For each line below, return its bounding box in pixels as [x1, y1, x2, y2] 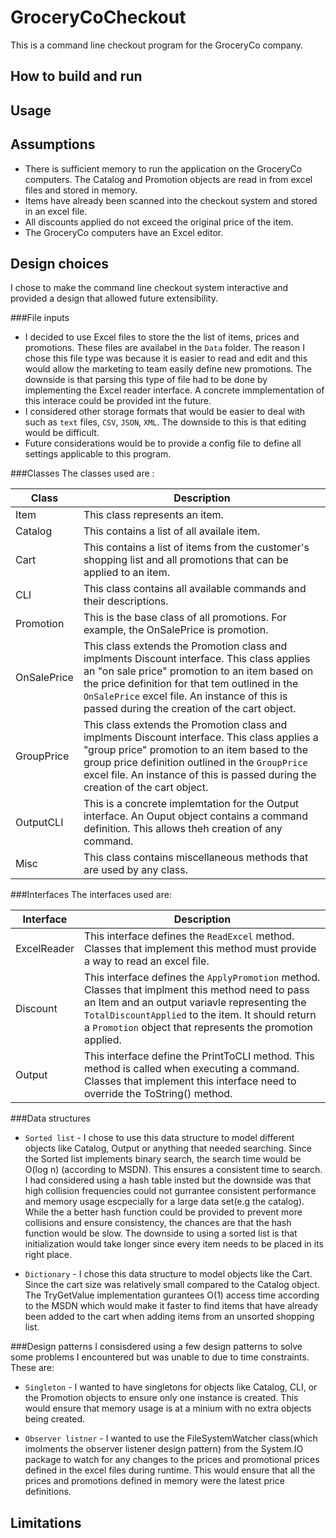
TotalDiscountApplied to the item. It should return [84, 1008, 317, 1022]
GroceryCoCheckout [10, 6, 187, 29]
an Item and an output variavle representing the [84, 996, 307, 1010]
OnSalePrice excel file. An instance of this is [83, 689, 288, 703]
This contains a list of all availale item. [83, 524, 261, 538]
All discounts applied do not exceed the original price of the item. [24, 216, 294, 228]
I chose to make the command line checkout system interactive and [10, 282, 289, 294]
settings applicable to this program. [24, 448, 172, 460]
